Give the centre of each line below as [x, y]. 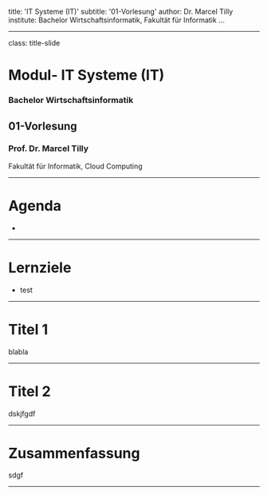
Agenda [35, 206]
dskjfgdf [22, 414]
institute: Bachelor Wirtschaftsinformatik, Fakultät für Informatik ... [116, 20]
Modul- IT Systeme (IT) [87, 75]
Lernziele [40, 267]
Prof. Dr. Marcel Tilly [49, 148]
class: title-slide [34, 43]
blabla [18, 351]
